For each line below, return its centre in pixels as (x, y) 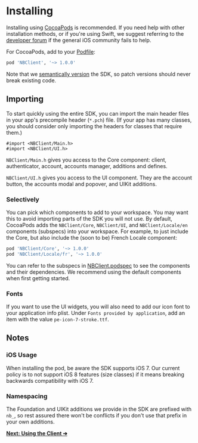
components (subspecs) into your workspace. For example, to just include (98, 231)
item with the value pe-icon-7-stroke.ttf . (58, 319)
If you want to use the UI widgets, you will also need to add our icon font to (98, 306)
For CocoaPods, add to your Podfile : (51, 51)
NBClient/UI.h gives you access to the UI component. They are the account (99, 178)
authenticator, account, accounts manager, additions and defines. (87, 166)
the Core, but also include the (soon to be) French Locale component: (92, 237)
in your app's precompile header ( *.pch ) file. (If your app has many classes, (99, 120)
